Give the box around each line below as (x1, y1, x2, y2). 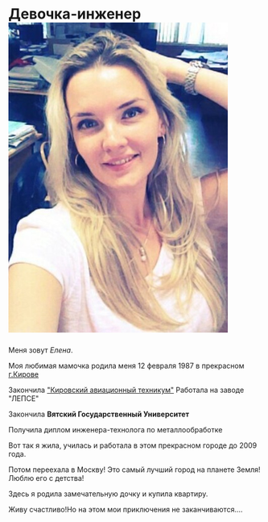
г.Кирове (8, 369, 39, 379)
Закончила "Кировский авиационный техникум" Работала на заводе (8, 385, 245, 395)
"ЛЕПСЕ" (8, 393, 39, 403)
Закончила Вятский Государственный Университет (8, 409, 190, 419)
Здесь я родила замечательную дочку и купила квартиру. (8, 489, 208, 499)
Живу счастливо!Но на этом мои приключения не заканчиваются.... (8, 504, 243, 514)
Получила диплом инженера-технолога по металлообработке (8, 424, 223, 434)
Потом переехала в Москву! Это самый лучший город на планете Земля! (8, 465, 261, 474)
